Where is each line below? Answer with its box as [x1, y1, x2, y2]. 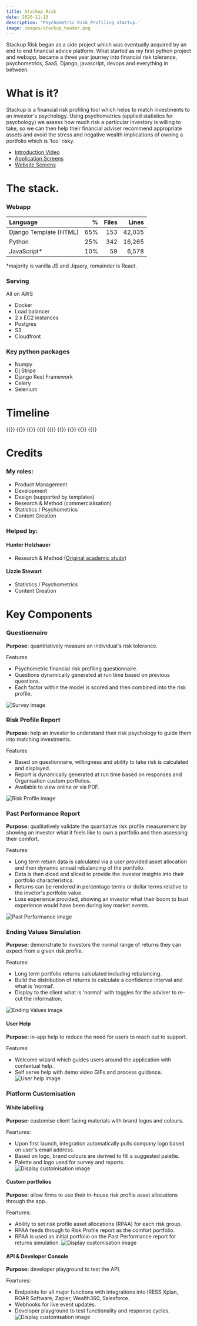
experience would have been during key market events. [14, 902, 149, 909]
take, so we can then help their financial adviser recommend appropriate [6, 125, 182, 132]
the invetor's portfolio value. [14, 889, 84, 897]
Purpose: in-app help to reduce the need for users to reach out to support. [6, 1033, 188, 1040]
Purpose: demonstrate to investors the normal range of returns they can [6, 941, 182, 948]
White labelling [6, 1104, 44, 1111]
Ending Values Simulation [6, 928, 81, 936]
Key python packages [6, 348, 70, 356]
